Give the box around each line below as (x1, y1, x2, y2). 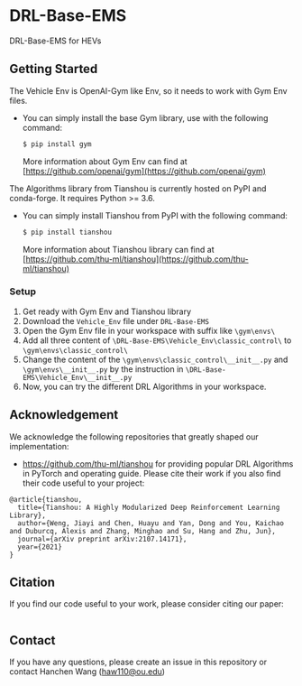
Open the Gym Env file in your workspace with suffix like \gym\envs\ (22, 325, 276, 336)
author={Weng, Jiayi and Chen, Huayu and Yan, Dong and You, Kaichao (17, 518, 284, 528)
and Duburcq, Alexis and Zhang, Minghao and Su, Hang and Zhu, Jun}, (9, 526, 277, 535)
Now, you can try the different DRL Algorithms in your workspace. (22, 381, 267, 392)
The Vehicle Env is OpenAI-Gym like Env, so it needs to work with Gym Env (9, 85, 288, 96)
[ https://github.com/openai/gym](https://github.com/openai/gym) (22, 165, 266, 176)
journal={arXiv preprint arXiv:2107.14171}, (17, 534, 188, 543)
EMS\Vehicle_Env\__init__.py (22, 373, 133, 382)
